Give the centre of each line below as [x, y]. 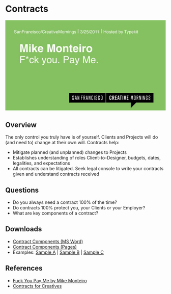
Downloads [24, 229]
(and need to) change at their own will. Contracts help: [62, 143]
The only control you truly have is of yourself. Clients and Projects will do [82, 137]
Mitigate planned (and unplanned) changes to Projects [70, 152]
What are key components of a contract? [55, 213]
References [24, 268]
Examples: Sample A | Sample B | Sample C [58, 252]
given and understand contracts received [56, 174]
